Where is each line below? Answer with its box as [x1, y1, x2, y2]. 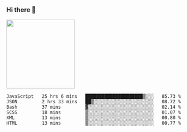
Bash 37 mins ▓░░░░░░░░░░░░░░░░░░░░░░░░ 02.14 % [6, 104, 182, 111]
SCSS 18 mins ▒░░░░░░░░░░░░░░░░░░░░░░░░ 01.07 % [6, 109, 182, 116]
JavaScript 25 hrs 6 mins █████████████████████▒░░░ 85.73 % [6, 94, 182, 100]
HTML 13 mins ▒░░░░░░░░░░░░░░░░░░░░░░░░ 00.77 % [6, 120, 182, 127]
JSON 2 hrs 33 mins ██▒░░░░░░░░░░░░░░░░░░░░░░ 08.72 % [6, 99, 182, 105]
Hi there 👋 [6, 5, 37, 14]
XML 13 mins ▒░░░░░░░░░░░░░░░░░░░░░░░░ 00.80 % [6, 115, 182, 121]
